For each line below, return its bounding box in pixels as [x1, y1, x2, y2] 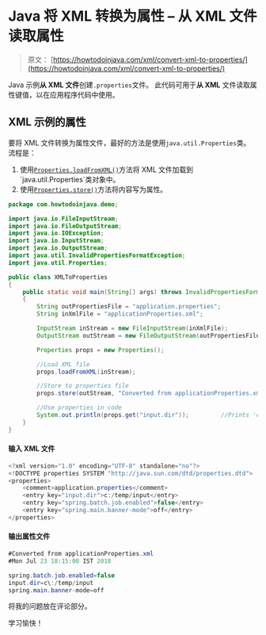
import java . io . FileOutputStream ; [8, 222, 123, 230]
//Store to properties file [36, 382, 129, 390]
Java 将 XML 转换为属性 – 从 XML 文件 [8, 7, 257, 25]
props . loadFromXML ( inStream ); [36, 368, 136, 376]
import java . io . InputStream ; [8, 237, 104, 245]
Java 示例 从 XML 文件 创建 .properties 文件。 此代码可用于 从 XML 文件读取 [8, 80, 251, 90]
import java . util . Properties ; [8, 258, 108, 266]
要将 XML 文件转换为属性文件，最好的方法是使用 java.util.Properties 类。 [8, 138, 251, 147]
